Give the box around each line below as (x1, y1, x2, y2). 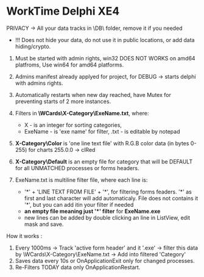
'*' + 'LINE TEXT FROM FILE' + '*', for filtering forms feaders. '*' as (24, 188, 192, 195)
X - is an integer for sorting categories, (24, 121, 122, 129)
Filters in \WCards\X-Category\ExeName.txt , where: (15, 109, 149, 117)
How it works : (6, 232, 43, 239)
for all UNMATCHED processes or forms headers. (15, 164, 139, 171)
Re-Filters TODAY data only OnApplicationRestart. (15, 264, 141, 271)
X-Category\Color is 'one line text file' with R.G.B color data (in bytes (15, 139, 189, 147)
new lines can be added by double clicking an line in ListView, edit (24, 214, 191, 221)
